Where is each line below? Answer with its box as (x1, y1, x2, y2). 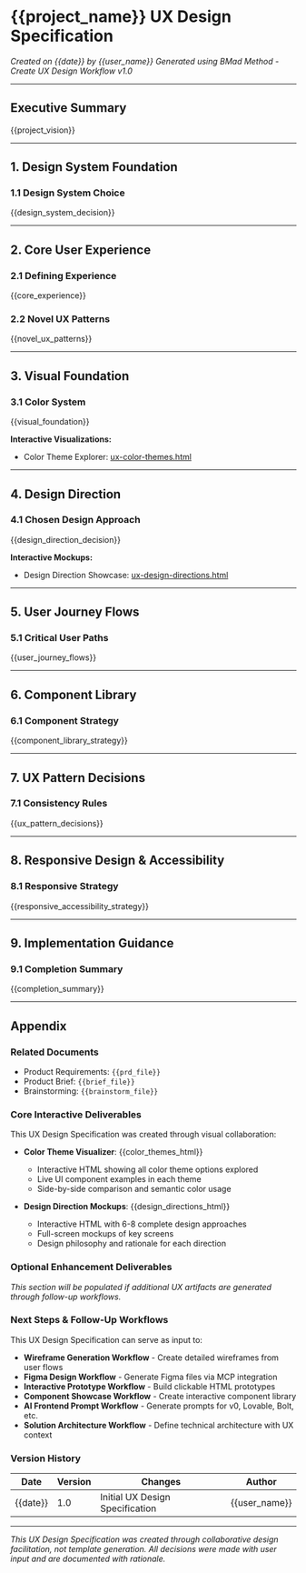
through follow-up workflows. (10, 1291, 122, 1302)
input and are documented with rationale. (10, 1553, 166, 1565)
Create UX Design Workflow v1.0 (10, 65, 133, 76)
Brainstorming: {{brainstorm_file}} (23, 1085, 158, 1097)
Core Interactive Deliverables (10, 1107, 142, 1120)
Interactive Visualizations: (10, 434, 112, 445)
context (23, 1429, 53, 1440)
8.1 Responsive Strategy (10, 880, 119, 893)
